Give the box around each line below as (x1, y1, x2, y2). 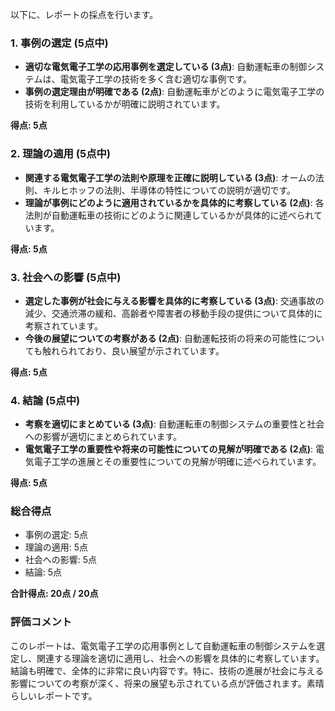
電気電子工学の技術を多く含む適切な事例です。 (59, 73, 252, 85)
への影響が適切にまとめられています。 (24, 431, 182, 443)
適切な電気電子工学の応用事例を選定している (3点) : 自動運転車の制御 (24, 61, 308, 73)
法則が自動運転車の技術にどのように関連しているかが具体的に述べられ (24, 209, 314, 221)
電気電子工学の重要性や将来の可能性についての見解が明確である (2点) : (24, 443, 313, 455)
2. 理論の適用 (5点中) (10, 147, 112, 161)
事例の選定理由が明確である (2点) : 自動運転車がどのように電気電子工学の (24, 86, 325, 98)
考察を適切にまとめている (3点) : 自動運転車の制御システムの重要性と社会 (24, 418, 325, 430)
